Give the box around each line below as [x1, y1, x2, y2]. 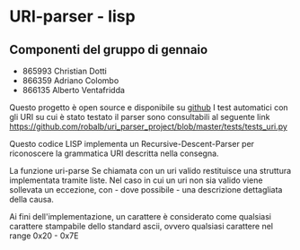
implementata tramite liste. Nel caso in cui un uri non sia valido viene [9, 175, 263, 185]
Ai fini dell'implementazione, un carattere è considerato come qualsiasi [9, 211, 272, 221]
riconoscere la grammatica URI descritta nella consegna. [9, 148, 219, 159]
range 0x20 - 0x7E [9, 230, 79, 241]
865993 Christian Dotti [22, 65, 108, 76]
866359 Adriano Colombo [22, 75, 119, 86]
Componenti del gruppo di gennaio [9, 42, 208, 57]
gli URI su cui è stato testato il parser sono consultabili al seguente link [9, 112, 270, 122]
